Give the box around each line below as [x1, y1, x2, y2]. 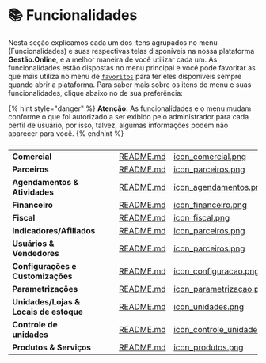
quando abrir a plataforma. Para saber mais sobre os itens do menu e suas [8, 80, 252, 89]
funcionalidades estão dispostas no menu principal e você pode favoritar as [8, 62, 256, 72]
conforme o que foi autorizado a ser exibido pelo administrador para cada [8, 112, 249, 121]
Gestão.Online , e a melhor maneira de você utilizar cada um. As [8, 55, 218, 64]
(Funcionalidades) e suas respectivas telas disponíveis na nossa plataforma [8, 46, 255, 55]
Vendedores [12, 248, 59, 259]
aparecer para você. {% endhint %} [8, 128, 124, 138]
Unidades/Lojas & [12, 296, 81, 307]
